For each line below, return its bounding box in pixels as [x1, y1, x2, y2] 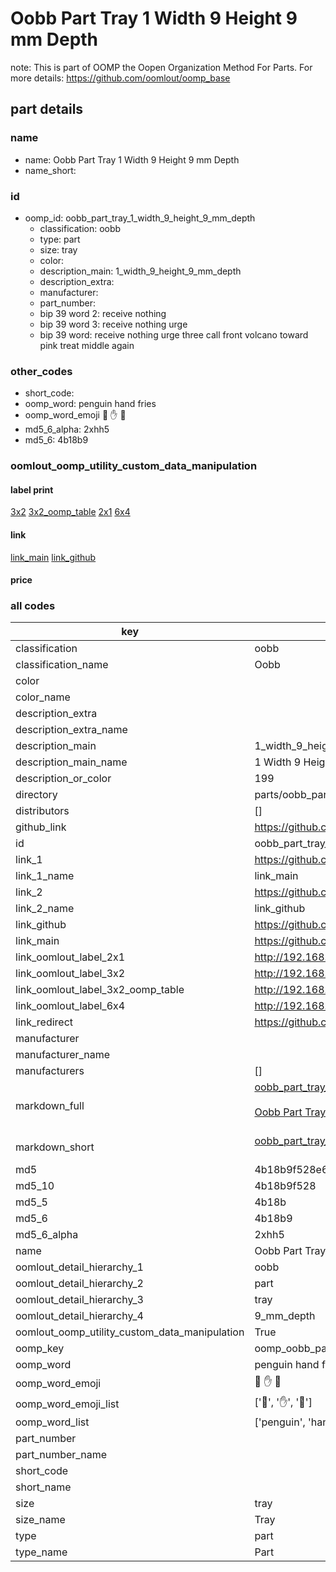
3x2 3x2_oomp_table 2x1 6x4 [10, 506, 131, 518]
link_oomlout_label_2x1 [15, 950, 126, 964]
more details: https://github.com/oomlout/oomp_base [10, 72, 231, 84]
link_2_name [15, 902, 75, 916]
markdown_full [15, 1099, 85, 1113]
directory [15, 788, 58, 802]
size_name [15, 1513, 66, 1527]
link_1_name [15, 869, 75, 883]
